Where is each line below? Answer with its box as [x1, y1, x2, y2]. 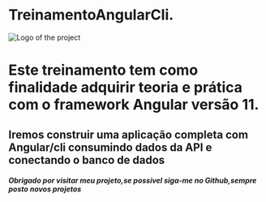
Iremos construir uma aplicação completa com [8, 127, 249, 141]
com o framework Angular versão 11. [8, 96, 260, 114]
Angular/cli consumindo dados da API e [8, 140, 212, 154]
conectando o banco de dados [8, 153, 165, 167]
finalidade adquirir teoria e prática [8, 79, 243, 97]
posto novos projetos [8, 184, 82, 194]
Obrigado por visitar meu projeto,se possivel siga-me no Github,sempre [8, 176, 257, 186]
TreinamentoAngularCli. [8, 6, 174, 24]
